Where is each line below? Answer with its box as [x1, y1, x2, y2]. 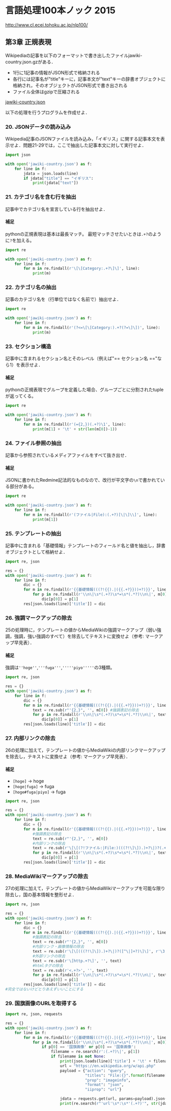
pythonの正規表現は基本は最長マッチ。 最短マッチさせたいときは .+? [5, 231, 149, 237]
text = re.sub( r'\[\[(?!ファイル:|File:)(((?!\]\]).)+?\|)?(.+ [32, 846, 166, 851]
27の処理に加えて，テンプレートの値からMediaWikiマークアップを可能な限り [5, 885, 165, 892]
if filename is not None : [50, 1054, 106, 1059]
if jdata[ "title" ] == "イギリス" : [23, 176, 94, 181]
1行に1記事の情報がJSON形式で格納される [12, 69, 100, 75]
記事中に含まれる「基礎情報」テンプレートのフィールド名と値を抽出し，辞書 [5, 542, 166, 548]
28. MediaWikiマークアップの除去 [5, 873, 89, 880]
